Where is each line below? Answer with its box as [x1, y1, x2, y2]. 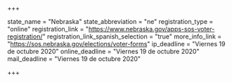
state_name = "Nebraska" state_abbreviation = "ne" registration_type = [7, 18, 214, 25]
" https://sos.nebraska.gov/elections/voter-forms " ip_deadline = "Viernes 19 [7, 40, 226, 48]
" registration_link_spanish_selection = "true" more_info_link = [41, 32, 222, 41]
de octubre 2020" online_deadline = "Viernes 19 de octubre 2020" [7, 47, 200, 55]
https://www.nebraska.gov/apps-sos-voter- [88, 25, 215, 33]
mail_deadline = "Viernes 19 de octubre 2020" [7, 55, 141, 63]
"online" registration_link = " [7, 25, 89, 33]
